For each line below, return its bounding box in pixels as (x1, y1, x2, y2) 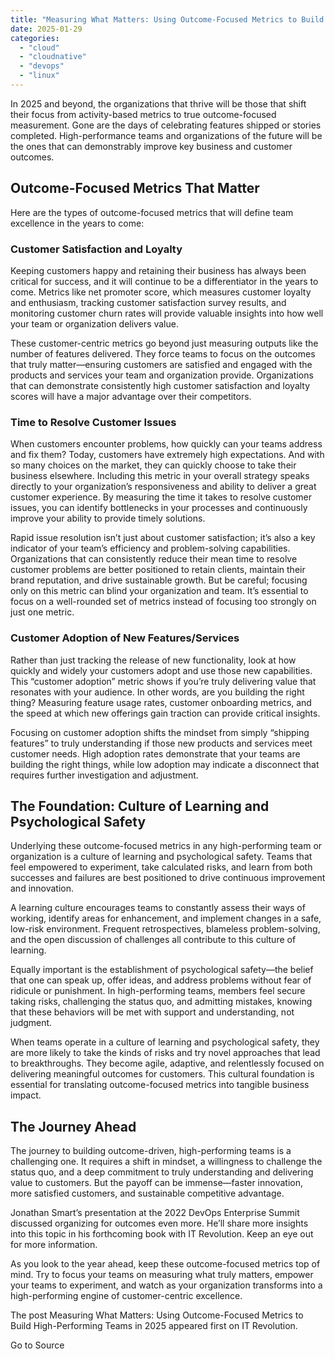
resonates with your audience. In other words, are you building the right (10, 686, 305, 698)
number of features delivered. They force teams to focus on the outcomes (10, 347, 316, 360)
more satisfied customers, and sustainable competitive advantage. (10, 1187, 285, 1200)
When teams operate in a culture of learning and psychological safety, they (10, 1036, 320, 1048)
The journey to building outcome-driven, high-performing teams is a (10, 1145, 292, 1157)
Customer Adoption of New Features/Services (10, 631, 240, 645)
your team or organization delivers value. (10, 317, 179, 330)
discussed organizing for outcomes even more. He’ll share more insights (10, 1217, 309, 1230)
